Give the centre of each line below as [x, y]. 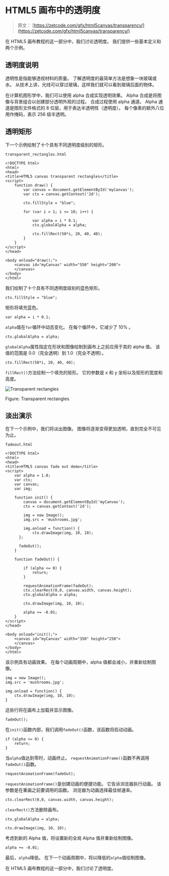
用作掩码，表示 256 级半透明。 [37, 114]
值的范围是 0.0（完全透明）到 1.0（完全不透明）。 [56, 353]
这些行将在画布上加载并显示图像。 [41, 710]
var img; [23, 489]
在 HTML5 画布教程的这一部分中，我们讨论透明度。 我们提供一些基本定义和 [83, 41]
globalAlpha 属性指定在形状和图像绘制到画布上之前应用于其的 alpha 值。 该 [83, 347]
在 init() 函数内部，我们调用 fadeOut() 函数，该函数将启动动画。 [71, 730]
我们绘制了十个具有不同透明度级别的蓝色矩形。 [54, 288]
